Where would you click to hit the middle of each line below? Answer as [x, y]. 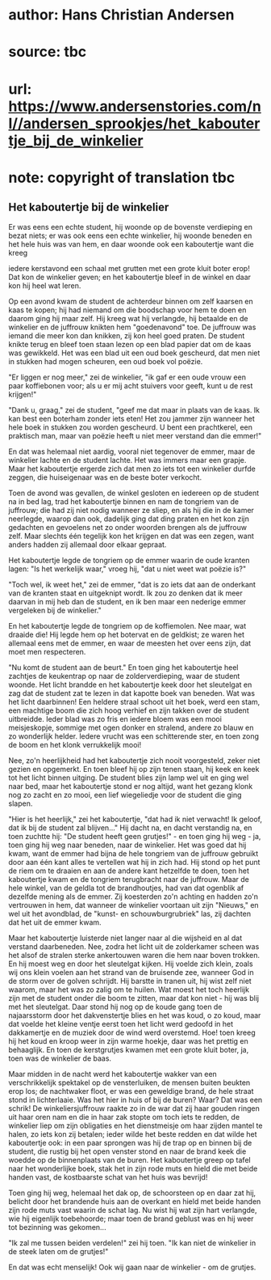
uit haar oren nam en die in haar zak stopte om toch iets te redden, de [124, 1117]
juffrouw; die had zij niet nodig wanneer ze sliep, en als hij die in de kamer [131, 510]
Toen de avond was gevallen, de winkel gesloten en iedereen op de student [134, 493]
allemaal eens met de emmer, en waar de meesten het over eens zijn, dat [130, 643]
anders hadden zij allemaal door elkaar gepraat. [88, 545]
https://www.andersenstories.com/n [135, 106]
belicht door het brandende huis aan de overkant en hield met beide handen [135, 1201]
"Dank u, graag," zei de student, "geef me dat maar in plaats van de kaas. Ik [134, 409]
